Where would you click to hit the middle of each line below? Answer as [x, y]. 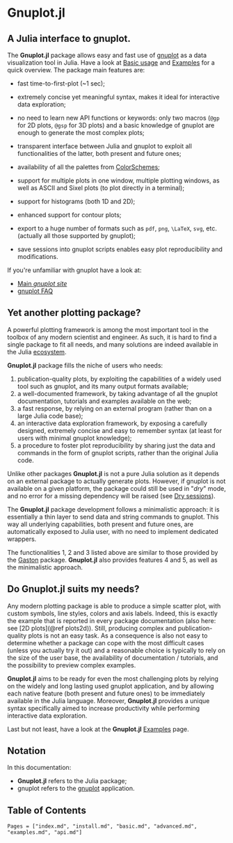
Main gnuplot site [42, 284]
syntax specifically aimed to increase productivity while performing [104, 708]
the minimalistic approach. [45, 567]
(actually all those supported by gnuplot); [76, 236]
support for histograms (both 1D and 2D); [76, 201]
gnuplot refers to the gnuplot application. [76, 789]
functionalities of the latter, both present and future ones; [99, 153]
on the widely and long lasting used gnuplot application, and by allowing [111, 686]
